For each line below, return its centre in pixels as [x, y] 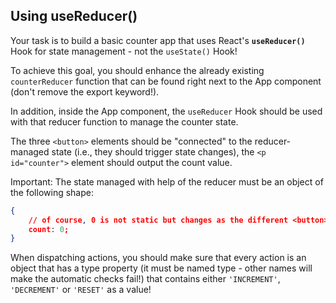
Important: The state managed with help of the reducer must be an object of [167, 181]
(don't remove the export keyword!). [85, 91]
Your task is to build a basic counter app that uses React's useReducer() [158, 40]
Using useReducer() [74, 16]
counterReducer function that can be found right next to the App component [166, 81]
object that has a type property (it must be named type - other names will [161, 268]
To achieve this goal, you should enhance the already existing [137, 70]
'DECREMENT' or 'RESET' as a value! [81, 290]
